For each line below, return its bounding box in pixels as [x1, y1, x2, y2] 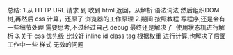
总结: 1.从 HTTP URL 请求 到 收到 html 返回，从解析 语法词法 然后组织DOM [7, 6, 220, 14]
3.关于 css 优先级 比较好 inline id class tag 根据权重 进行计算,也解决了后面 [15, 32, 226, 40]
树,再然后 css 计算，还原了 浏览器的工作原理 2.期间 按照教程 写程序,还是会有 [7, 14, 226, 23]
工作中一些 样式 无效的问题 [7, 41, 84, 48]
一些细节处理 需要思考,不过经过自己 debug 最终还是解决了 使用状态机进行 [7, 23, 219, 31]
